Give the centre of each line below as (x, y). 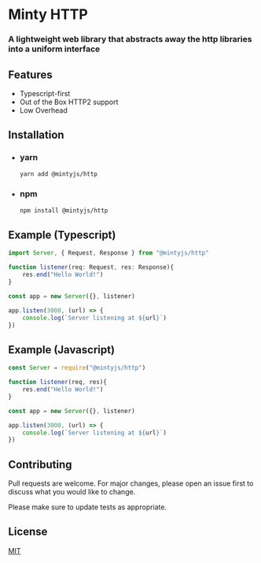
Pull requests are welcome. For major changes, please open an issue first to (131, 483)
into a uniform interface (54, 49)
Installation (36, 135)
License (28, 532)
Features (30, 75)
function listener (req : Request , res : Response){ (91, 267)
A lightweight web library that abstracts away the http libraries (130, 39)
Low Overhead (44, 110)
